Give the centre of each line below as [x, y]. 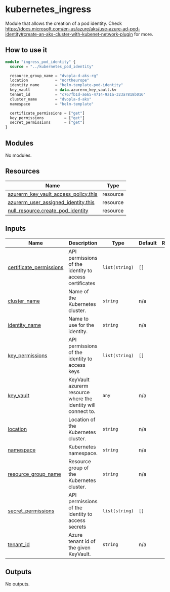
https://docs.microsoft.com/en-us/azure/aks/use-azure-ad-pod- [73, 28]
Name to [78, 319]
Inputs [16, 229]
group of [78, 468]
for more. [143, 34]
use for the [81, 325]
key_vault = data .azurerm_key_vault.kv [63, 90]
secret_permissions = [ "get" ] [47, 123]
